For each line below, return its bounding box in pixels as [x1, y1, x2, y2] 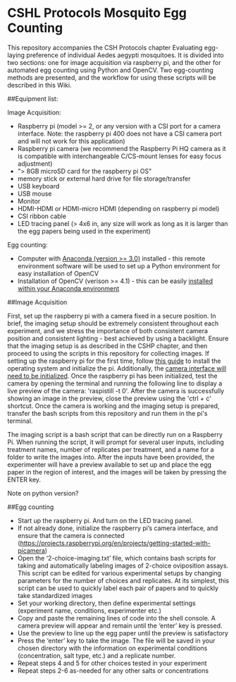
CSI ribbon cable [17, 212, 67, 220]
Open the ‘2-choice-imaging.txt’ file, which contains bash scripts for [17, 554, 216, 562]
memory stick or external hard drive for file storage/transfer [17, 174, 191, 183]
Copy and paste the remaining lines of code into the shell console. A [17, 614, 216, 622]
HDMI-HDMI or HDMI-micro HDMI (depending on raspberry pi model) [17, 204, 220, 213]
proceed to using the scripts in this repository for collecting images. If [7, 349, 210, 357]
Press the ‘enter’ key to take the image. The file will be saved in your [17, 636, 216, 645]
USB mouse [17, 189, 52, 198]
